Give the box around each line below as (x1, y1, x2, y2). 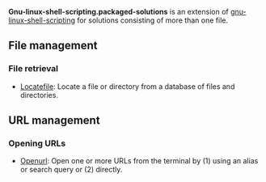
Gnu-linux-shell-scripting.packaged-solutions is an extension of (8, 7, 229, 16)
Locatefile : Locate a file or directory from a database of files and (19, 81, 235, 91)
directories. (19, 90, 59, 99)
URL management (8, 113, 100, 128)
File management (8, 39, 99, 53)
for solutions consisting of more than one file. (76, 15, 229, 25)
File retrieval (8, 63, 59, 74)
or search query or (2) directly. (19, 165, 123, 175)
